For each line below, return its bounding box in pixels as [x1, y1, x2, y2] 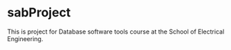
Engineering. [7, 34, 44, 42]
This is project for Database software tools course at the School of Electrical [7, 27, 225, 36]
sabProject [7, 5, 71, 21]
